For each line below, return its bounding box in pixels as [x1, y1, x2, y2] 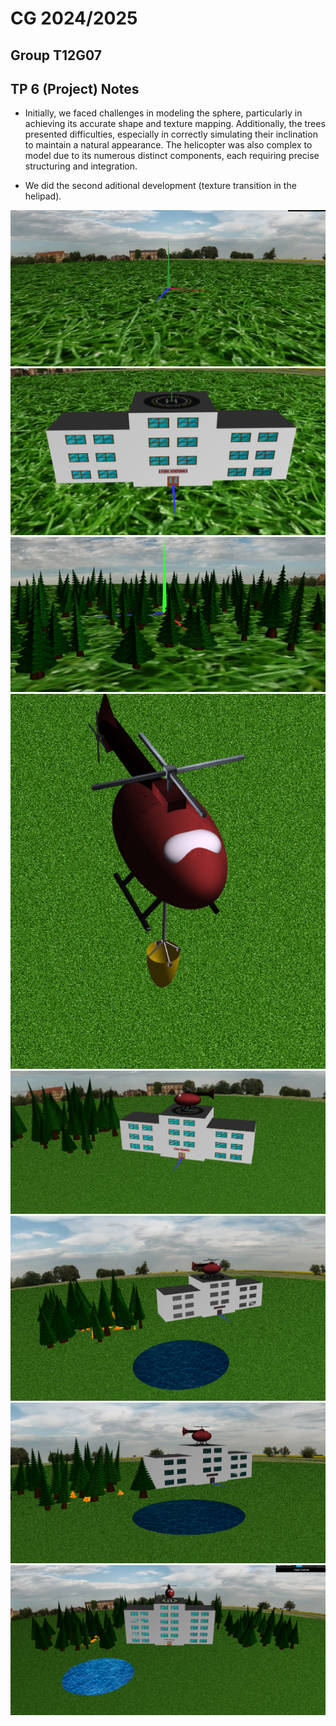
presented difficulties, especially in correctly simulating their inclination [24, 128, 318, 141]
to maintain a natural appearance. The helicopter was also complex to [24, 139, 313, 151]
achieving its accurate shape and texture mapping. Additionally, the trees [24, 118, 326, 130]
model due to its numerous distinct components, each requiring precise [24, 150, 320, 162]
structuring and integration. [24, 160, 138, 172]
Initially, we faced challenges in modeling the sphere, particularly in [24, 107, 303, 119]
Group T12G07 [10, 47, 102, 64]
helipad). [24, 190, 62, 202]
